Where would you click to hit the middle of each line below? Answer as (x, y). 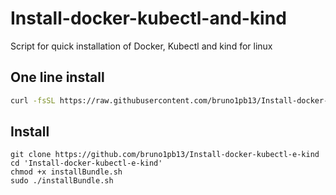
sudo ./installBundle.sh (62, 181)
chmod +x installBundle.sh (66, 172)
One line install (57, 77)
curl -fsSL (33, 100)
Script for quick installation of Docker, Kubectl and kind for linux (141, 46)
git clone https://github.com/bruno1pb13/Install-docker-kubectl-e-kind (165, 155)
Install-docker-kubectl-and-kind (148, 18)
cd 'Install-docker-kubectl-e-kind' (86, 163)
